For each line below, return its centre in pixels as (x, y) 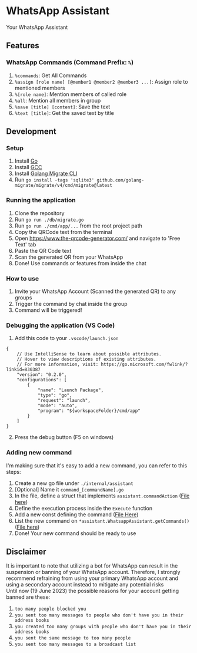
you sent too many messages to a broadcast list (75, 644)
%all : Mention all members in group (58, 100)
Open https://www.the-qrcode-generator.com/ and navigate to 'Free (97, 238)
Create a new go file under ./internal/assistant (74, 483)
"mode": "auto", (57, 406)
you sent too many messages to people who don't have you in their (99, 615)
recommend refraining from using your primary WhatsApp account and (92, 578)
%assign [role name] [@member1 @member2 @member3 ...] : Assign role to (101, 81)
